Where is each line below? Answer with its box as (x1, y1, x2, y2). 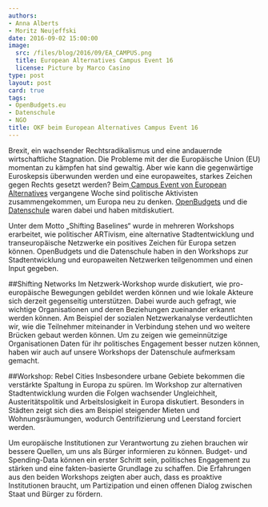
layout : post (8, 79, 52, 87)
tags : (8, 94, 26, 102)
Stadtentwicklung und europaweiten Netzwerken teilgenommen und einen (8, 254, 254, 265)
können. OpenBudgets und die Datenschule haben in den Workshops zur (8, 246, 249, 256)
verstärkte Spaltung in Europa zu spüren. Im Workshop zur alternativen (8, 379, 242, 389)
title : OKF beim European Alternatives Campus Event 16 (8, 124, 198, 132)
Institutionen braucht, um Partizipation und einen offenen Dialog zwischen (8, 481, 253, 490)
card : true (8, 86, 45, 95)
